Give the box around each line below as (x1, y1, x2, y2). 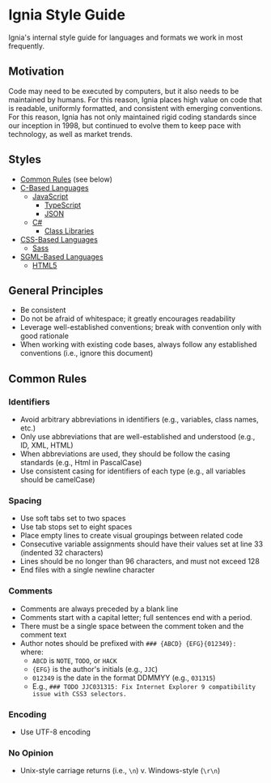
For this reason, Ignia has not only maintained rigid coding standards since (8, 112, 257, 122)
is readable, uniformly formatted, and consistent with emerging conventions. (8, 103, 263, 113)
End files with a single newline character (19, 565, 155, 575)
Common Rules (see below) (19, 174, 113, 184)
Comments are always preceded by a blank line (19, 604, 179, 614)
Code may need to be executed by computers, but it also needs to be (8, 86, 239, 96)
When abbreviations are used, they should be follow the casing (19, 449, 231, 459)
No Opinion (8, 747, 54, 759)
